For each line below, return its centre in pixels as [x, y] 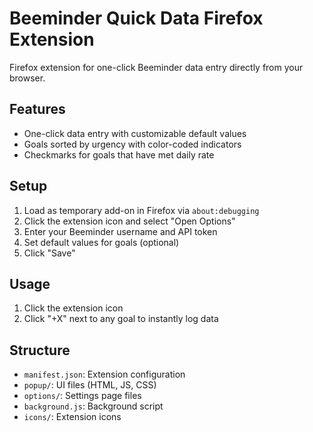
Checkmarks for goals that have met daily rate [119, 154]
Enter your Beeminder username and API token [120, 231]
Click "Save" [49, 253]
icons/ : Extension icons [72, 417]
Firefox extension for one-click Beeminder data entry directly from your [156, 67]
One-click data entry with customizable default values [135, 133]
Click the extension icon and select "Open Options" [129, 221]
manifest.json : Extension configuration [104, 374]
